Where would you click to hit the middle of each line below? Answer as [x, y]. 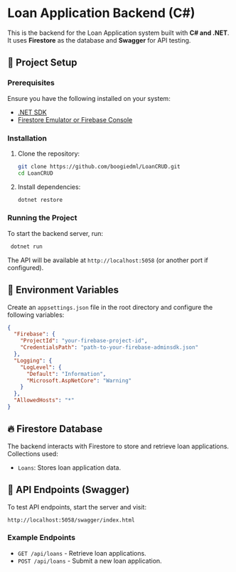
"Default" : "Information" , [66, 374]
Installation [27, 138]
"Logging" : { [33, 360]
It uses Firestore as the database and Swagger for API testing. [99, 40]
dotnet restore [40, 200]
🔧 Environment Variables [63, 290]
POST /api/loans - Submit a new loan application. [90, 561]
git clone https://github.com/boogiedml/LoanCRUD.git [99, 166]
